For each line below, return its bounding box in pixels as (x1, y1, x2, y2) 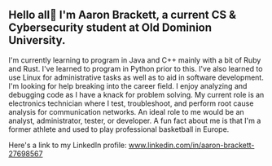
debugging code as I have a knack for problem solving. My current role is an (8, 90, 265, 99)
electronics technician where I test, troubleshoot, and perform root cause (8, 98, 254, 108)
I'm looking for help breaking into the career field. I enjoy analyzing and (8, 81, 248, 90)
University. (8, 33, 66, 47)
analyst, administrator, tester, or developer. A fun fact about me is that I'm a (8, 116, 261, 125)
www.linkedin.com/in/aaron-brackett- (128, 140, 255, 150)
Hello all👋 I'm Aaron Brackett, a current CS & (8, 8, 237, 22)
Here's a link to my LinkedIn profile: (8, 140, 128, 150)
